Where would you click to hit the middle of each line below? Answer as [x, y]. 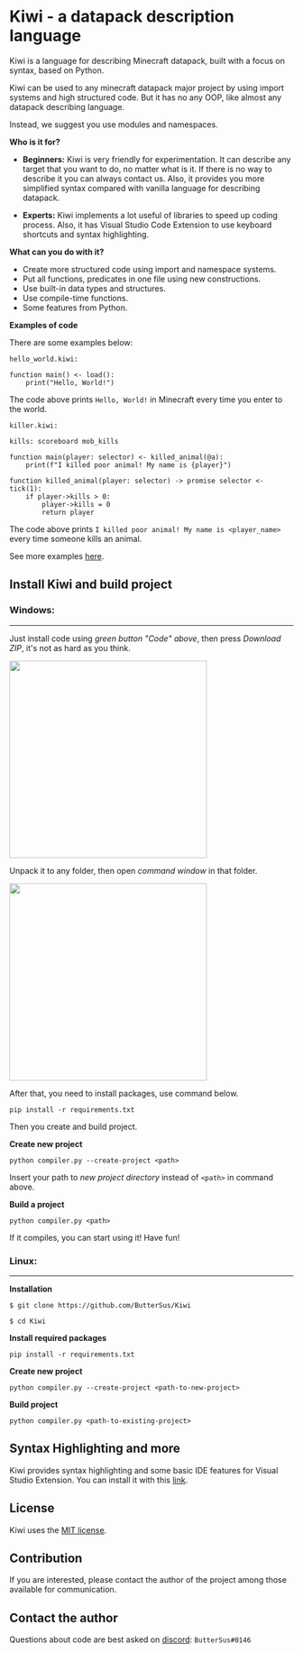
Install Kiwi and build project [91, 585]
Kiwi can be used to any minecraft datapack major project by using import [147, 87]
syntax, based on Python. [57, 70]
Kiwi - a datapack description [122, 17]
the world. [28, 409]
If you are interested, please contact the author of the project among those [148, 1580]
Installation [31, 1289]
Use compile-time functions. [75, 298]
